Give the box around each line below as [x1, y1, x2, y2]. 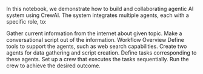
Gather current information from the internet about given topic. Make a [6, 30, 182, 37]
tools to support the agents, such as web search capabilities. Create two [6, 42, 187, 50]
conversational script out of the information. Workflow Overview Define [6, 36, 185, 43]
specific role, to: [6, 18, 47, 25]
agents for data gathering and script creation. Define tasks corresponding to [6, 49, 197, 56]
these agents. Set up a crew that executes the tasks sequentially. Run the [6, 56, 189, 62]
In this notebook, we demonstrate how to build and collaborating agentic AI [6, 5, 194, 12]
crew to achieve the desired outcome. [6, 62, 101, 69]
